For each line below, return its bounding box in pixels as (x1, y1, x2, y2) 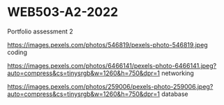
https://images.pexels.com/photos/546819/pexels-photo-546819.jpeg (7, 40, 208, 49)
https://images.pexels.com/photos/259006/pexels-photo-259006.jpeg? (7, 82, 214, 90)
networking (161, 69, 194, 77)
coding (7, 48, 28, 56)
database (161, 90, 188, 98)
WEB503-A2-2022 (7, 4, 119, 20)
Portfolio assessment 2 (7, 27, 73, 35)
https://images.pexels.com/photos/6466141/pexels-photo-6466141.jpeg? (7, 61, 217, 70)
